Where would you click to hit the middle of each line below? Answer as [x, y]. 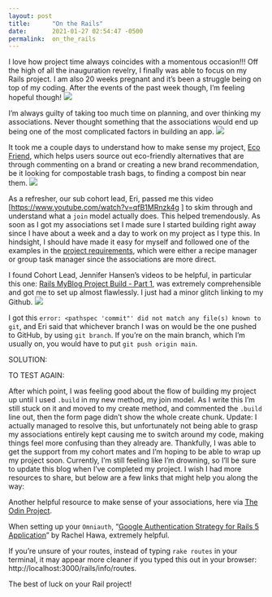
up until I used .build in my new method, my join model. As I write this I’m [132, 400]
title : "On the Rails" [56, 24]
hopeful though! [35, 98]
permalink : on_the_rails [52, 39]
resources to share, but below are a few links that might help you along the [133, 478]
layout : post [30, 16]
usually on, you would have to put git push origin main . [103, 344]
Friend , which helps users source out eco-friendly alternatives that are [126, 156]
